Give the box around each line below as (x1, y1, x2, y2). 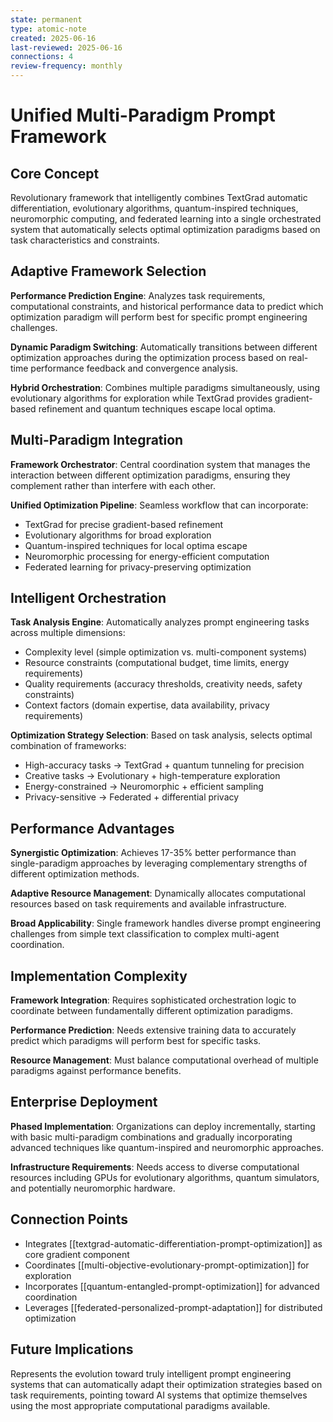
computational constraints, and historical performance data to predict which (10, 300, 324, 312)
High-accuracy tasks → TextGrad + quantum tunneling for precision (24, 759, 305, 771)
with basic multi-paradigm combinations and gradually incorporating (10, 1131, 293, 1143)
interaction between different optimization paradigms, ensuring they (10, 469, 291, 481)
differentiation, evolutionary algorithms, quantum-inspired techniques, (10, 202, 299, 214)
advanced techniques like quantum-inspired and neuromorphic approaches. (10, 1141, 324, 1153)
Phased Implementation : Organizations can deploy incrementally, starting (10, 1120, 316, 1132)
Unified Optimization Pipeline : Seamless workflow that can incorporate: (10, 499, 309, 511)
